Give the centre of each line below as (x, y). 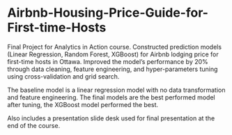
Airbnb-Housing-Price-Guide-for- (108, 13)
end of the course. (34, 125)
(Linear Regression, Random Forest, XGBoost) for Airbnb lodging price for (113, 54)
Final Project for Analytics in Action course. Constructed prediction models (114, 47)
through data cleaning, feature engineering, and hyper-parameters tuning (113, 69)
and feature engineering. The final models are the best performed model (111, 97)
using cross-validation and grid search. (63, 76)
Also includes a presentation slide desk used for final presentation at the (111, 118)
